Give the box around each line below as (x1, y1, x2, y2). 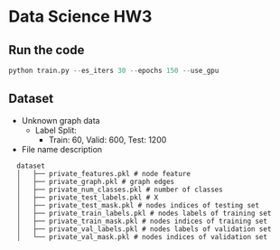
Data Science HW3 (8, 6, 153, 27)
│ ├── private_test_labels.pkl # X (16, 192, 159, 202)
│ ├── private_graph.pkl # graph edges (16, 177, 175, 186)
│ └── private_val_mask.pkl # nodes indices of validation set (16, 232, 268, 241)
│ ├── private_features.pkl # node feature (16, 169, 191, 178)
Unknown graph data (21, 115, 100, 125)
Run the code (8, 42, 85, 58)
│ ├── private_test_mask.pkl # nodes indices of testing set (16, 200, 259, 209)
